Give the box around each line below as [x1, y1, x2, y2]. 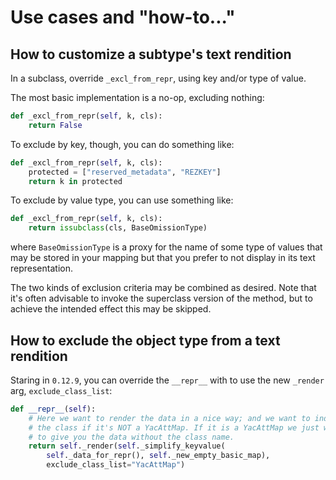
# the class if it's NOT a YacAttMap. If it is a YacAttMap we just [28, 422, 320, 433]
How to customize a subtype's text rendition [10, 46, 292, 63]
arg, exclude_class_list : [10, 384, 113, 396]
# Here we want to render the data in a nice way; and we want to [28, 413, 311, 423]
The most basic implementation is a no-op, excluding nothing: [10, 92, 265, 103]
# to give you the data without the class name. [28, 432, 235, 442]
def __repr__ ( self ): [10, 404, 97, 414]
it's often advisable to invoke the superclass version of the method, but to [10, 292, 313, 305]
